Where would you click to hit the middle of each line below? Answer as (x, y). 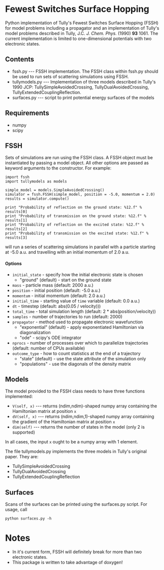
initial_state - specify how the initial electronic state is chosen (78, 274)
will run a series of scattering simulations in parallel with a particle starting (80, 247)
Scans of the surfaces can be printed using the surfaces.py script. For (76, 504)
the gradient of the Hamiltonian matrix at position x (64, 422)
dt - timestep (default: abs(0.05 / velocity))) (56, 306)
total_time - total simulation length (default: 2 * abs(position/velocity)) (84, 311)
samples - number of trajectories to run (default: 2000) (67, 316)
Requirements (27, 113)
